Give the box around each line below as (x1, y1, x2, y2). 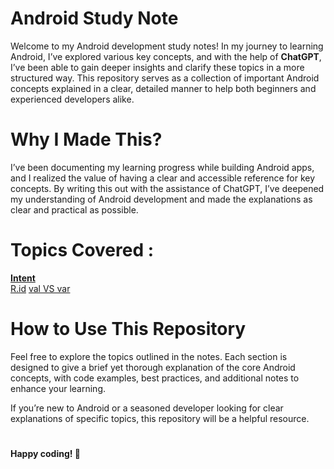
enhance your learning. (10, 382, 107, 394)
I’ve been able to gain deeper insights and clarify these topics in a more (10, 61, 305, 73)
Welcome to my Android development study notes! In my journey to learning (10, 40, 324, 52)
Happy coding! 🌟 (10, 447, 81, 459)
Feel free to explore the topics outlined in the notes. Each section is (10, 350, 288, 362)
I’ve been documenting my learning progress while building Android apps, (10, 161, 315, 173)
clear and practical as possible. (10, 203, 139, 216)
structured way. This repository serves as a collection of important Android (10, 72, 320, 84)
